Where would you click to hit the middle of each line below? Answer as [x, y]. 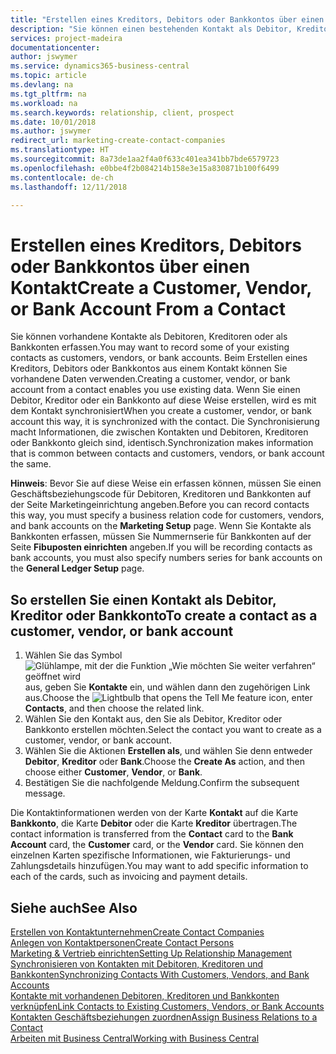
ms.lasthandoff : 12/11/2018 [69, 187]
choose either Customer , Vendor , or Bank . [113, 772]
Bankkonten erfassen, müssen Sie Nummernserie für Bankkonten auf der [161, 537]
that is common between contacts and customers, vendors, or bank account [167, 453]
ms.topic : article [48, 76]
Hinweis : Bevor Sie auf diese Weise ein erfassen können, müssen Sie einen [166, 483]
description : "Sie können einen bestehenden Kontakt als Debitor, [151, 29]
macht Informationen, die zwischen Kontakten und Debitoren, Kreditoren [159, 432]
